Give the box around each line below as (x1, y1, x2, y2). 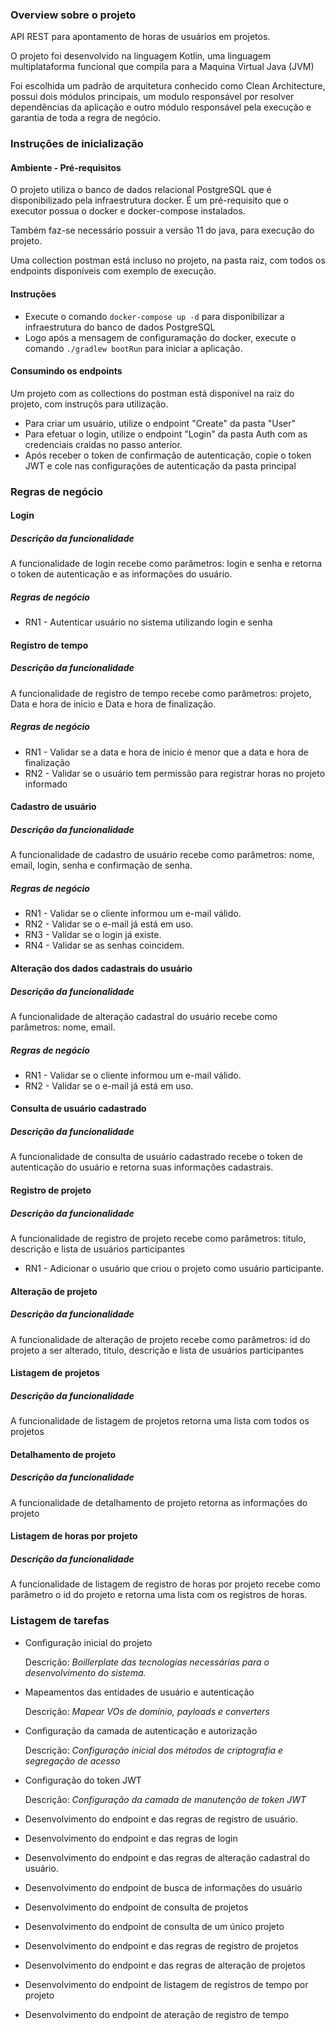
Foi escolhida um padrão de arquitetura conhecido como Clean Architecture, (10, 80, 326, 92)
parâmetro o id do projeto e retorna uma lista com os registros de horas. (10, 1589, 308, 1601)
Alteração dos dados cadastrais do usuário (10, 962, 193, 974)
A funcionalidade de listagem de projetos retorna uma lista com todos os (10, 1415, 310, 1427)
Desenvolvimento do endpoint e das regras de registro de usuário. (24, 1813, 298, 1825)
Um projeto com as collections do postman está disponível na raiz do (10, 387, 295, 399)
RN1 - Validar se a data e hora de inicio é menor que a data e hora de (24, 746, 309, 758)
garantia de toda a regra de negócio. (10, 112, 162, 124)
